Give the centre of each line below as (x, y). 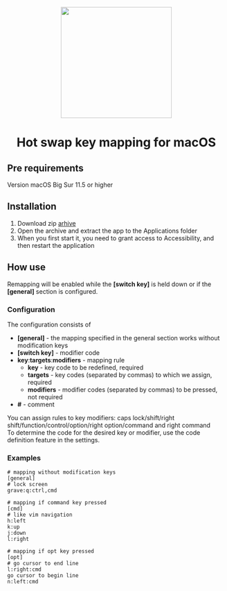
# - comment (36, 404)
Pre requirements (46, 168)
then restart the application (56, 245)
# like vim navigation (40, 515)
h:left (17, 521)
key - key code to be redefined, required (85, 367)
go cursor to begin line (43, 576)
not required (45, 397)
